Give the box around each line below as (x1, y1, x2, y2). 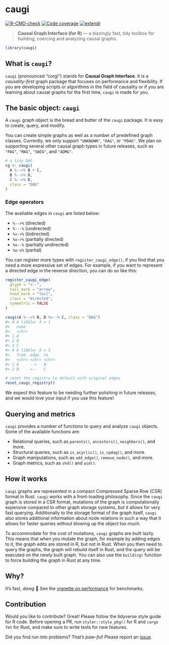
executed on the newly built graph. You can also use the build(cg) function (5, 552, 162, 558)
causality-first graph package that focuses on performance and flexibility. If (5, 78, 163, 84)
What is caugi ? (5, 59, 52, 68)
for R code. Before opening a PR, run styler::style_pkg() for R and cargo (5, 619, 158, 625)
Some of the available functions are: (5, 428, 81, 435)
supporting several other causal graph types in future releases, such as (5, 143, 154, 149)
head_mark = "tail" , (10, 292, 53, 297)
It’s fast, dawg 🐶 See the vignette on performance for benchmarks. (5, 585, 144, 591)
